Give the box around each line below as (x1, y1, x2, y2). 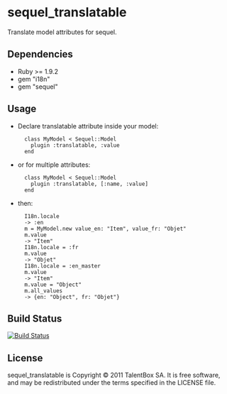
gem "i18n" (17, 75, 50, 83)
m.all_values (24, 287, 63, 295)
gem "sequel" (17, 82, 58, 91)
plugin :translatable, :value (31, 141, 120, 149)
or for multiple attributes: (17, 160, 91, 169)
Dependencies (7, 48, 73, 60)
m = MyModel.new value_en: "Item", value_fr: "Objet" (24, 225, 187, 232)
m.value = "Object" (24, 281, 82, 288)
